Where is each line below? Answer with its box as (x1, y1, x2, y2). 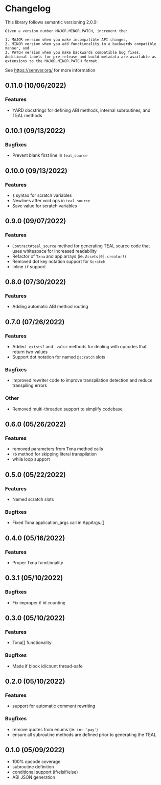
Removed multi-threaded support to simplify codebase (12, 406, 123, 412)
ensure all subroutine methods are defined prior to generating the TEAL (12, 732, 157, 737)
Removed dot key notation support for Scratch (12, 258, 106, 264)
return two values (12, 349, 48, 355)
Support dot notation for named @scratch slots (12, 354, 106, 360)
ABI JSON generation (12, 774, 55, 780)
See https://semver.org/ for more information (5, 67, 95, 73)
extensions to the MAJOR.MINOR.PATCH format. (5, 58, 99, 64)
